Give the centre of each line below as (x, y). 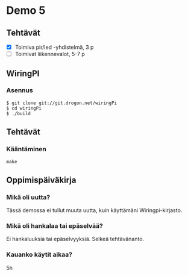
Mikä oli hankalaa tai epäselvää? (55, 226)
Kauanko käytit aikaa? (39, 255)
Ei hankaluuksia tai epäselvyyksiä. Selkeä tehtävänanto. (75, 239)
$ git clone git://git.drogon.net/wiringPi (62, 103)
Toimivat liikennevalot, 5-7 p (50, 54)
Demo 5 (26, 11)
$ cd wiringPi (24, 108)
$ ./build (19, 113)
